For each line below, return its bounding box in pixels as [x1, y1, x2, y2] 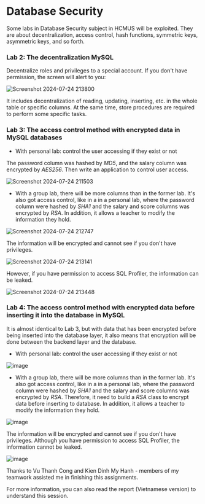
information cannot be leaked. [6, 443, 82, 451]
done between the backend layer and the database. [6, 338, 137, 345]
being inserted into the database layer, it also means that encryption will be [6, 331, 196, 339]
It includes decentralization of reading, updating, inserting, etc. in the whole [6, 97, 198, 105]
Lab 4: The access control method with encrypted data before [6, 303, 195, 312]
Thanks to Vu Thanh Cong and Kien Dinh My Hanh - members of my [6, 467, 179, 474]
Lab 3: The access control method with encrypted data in [6, 126, 180, 134]
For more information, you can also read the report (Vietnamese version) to [6, 485, 196, 492]
